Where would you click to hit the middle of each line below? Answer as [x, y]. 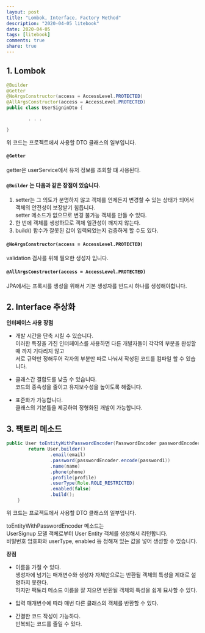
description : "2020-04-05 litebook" [53, 23]
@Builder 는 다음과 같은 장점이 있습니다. [53, 185]
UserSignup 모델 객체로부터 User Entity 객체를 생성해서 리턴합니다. [87, 533]
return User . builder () [57, 449]
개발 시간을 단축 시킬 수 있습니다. [54, 336]
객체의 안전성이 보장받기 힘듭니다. [55, 208]
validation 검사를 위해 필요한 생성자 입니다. [57, 258]
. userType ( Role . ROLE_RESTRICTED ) [92, 483]
